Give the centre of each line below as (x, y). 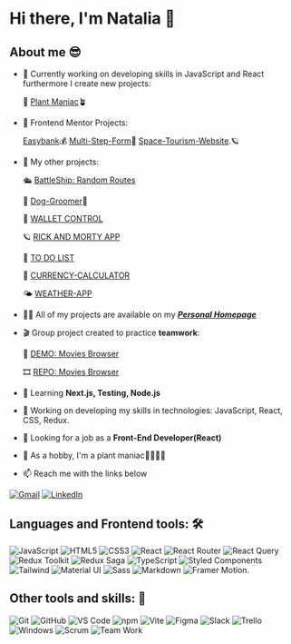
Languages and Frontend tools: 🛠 (107, 525)
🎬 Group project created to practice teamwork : (111, 332)
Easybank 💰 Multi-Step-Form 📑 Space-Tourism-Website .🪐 (131, 141)
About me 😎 (45, 52)
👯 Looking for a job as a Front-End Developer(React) (122, 438)
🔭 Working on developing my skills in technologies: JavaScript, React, (152, 411)
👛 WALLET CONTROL (63, 218)
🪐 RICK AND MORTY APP (71, 237)
